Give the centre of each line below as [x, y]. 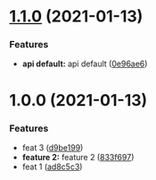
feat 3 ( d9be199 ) [53, 147]
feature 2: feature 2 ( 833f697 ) [78, 157]
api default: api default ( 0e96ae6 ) [85, 64]
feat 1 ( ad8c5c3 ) [52, 167]
